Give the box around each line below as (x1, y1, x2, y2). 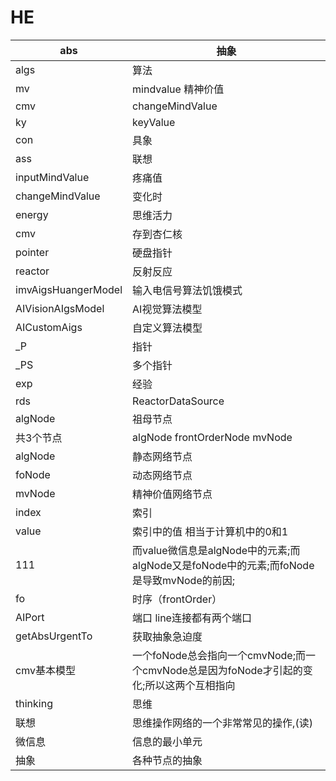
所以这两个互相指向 (144, 678, 236, 692)
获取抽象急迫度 (132, 629, 203, 643)
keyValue (132, 115, 176, 129)
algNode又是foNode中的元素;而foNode (132, 558, 315, 572)
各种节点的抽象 (132, 753, 203, 767)
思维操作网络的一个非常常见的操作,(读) (132, 716, 313, 730)
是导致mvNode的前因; (132, 573, 236, 587)
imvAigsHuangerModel (15, 282, 123, 296)
